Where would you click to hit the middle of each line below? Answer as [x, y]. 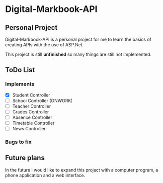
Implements [20, 84]
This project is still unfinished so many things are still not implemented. [78, 54]
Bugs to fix [18, 142]
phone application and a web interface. [45, 175]
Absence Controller [32, 117]
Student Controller [31, 95]
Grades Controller [31, 112]
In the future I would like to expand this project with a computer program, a [81, 170]
